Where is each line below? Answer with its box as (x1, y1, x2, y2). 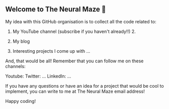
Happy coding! (5, 98, 36, 104)
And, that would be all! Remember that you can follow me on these (5, 58, 144, 64)
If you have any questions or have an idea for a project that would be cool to (5, 83, 164, 89)
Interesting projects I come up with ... (12, 48, 91, 54)
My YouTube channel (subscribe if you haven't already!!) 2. (12, 28, 136, 34)
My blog (12, 38, 30, 44)
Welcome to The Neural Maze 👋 (5, 5, 106, 14)
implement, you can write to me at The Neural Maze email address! (5, 88, 145, 94)
